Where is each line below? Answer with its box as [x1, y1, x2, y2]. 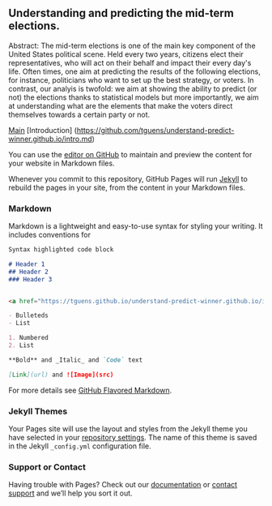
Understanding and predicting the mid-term [8, 6, 235, 20]
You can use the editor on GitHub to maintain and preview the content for [8, 149, 253, 159]
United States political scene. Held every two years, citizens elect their [8, 49, 244, 59]
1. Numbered [8, 334, 49, 342]
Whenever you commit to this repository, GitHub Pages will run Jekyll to [8, 174, 249, 183]
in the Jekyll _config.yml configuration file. [8, 441, 151, 451]
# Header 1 [8, 259, 45, 268]
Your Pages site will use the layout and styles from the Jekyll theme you [8, 424, 249, 434]
